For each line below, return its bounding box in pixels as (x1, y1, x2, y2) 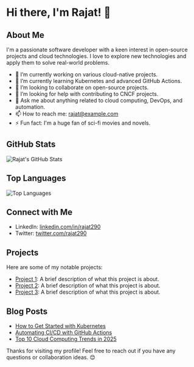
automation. (15, 103, 46, 111)
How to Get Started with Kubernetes (15, 322, 106, 330)
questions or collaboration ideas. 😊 (6, 354, 95, 361)
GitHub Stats (6, 139, 56, 150)
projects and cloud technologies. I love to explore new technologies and (6, 53, 187, 60)
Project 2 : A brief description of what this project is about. (15, 282, 161, 289)
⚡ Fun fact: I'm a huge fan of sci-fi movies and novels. (15, 119, 151, 126)
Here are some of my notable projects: (6, 264, 103, 271)
